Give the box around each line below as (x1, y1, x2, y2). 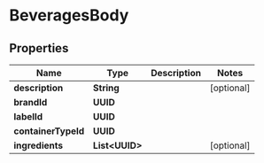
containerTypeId (13, 125, 85, 137)
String (92, 81, 120, 94)
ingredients (13, 139, 64, 151)
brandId (13, 97, 48, 108)
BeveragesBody (9, 5, 129, 26)
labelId (13, 111, 43, 122)
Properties (9, 41, 69, 56)
